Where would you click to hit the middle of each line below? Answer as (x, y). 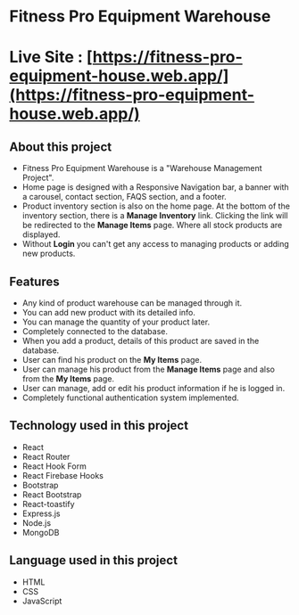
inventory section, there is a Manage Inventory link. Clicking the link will (155, 216)
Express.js (41, 513)
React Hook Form (54, 466)
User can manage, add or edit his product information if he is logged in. (154, 388)
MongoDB (41, 532)
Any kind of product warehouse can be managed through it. (132, 303)
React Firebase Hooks (63, 475)
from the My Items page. (68, 379)
